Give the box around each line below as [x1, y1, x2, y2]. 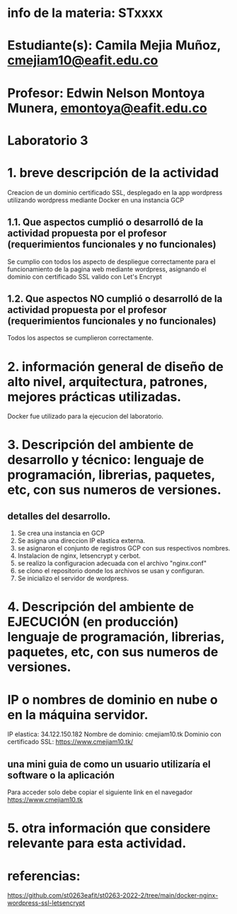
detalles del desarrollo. [7, 510, 111, 522]
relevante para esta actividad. [7, 835, 187, 852]
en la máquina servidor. [7, 706, 149, 723]
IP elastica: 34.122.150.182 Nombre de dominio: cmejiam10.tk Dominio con [7, 730, 221, 738]
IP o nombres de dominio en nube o [7, 692, 218, 708]
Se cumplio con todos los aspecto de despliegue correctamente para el [7, 257, 216, 266]
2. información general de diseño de [7, 359, 224, 375]
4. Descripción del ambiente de [7, 599, 195, 615]
